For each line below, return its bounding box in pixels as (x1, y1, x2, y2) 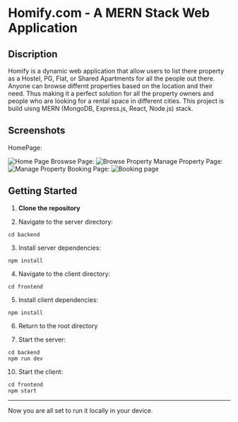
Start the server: (18, 335, 66, 344)
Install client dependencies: (18, 295, 98, 304)
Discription (8, 48, 58, 60)
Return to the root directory (18, 321, 98, 330)
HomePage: (8, 143, 42, 152)
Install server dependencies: (18, 243, 102, 252)
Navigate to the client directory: (18, 270, 111, 278)
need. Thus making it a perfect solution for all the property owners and (8, 90, 214, 97)
